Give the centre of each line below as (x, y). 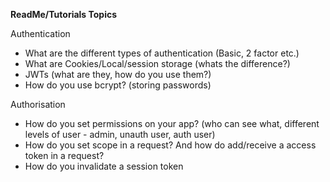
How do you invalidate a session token (104, 166)
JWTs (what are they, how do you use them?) (118, 74)
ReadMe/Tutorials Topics (64, 14)
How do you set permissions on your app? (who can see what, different (172, 123)
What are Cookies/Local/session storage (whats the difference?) (157, 63)
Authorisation (38, 104)
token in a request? (64, 155)
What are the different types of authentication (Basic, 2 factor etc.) (162, 53)
